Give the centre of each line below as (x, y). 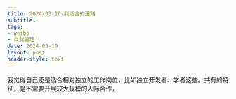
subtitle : (22, 20)
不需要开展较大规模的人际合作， (72, 89)
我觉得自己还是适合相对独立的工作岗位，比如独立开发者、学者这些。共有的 (115, 79)
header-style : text (36, 59)
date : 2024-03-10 (33, 46)
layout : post (26, 53)
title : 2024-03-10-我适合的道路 (52, 14)
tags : (15, 26)
